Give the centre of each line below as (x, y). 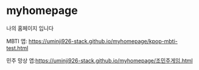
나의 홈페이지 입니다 (30, 28)
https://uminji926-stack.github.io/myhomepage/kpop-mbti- (103, 41)
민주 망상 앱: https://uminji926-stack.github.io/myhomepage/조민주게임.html (100, 60)
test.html (17, 48)
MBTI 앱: (17, 41)
